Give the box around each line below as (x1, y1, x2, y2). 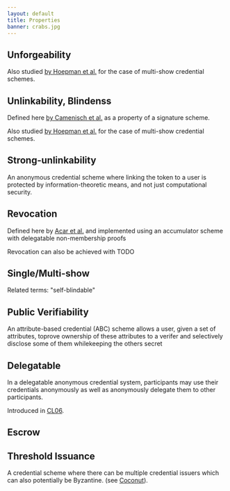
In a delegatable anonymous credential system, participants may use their (7, 378, 219, 387)
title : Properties (7, 17, 60, 24)
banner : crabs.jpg (7, 23, 60, 30)
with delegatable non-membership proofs (7, 234, 126, 242)
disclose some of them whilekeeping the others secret (7, 339, 163, 348)
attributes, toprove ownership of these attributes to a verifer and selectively (7, 332, 224, 341)
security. (7, 187, 33, 196)
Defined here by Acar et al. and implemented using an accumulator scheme (7, 226, 224, 235)
